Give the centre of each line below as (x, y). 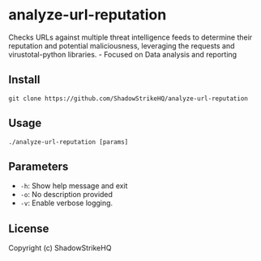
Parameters (39, 166)
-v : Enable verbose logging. (66, 203)
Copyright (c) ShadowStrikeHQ (60, 248)
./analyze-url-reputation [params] (68, 142)
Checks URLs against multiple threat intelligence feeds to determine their (130, 37)
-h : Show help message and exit (74, 186)
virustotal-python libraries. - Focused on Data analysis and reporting (123, 54)
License (29, 228)
